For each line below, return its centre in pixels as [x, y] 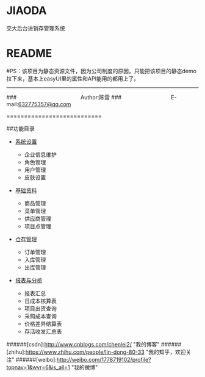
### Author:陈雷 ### [64, 97]
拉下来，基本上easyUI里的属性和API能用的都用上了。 [73, 78]
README [29, 53]
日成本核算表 [40, 301]
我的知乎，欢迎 [167, 352]
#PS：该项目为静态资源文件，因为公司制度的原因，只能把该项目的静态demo [102, 71]
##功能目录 [20, 128]
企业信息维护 [40, 154]
